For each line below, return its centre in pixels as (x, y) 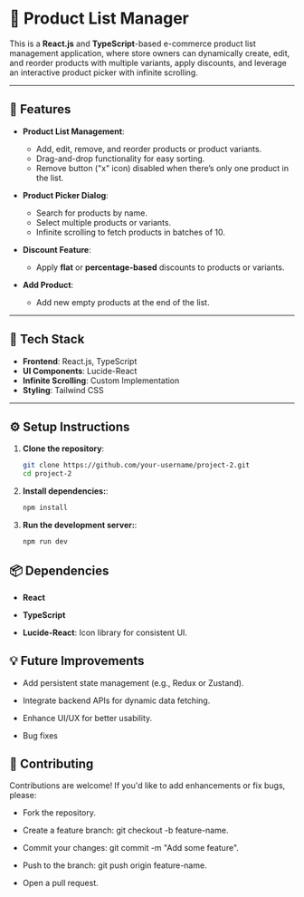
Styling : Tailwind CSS (63, 390)
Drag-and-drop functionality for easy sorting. (120, 159)
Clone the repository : (63, 448)
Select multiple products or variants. (104, 222)
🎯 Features (40, 109)
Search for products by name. (91, 213)
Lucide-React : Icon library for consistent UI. (105, 632)
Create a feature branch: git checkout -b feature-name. (125, 830)
